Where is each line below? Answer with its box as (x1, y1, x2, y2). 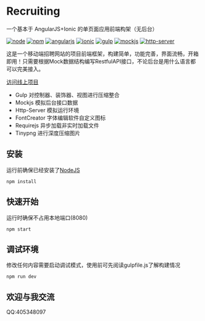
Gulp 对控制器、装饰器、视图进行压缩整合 (15, 91, 120, 98)
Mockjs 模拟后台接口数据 (15, 99, 78, 106)
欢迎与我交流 (6, 292, 55, 302)
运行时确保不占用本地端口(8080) (6, 214, 88, 221)
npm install (6, 178, 37, 184)
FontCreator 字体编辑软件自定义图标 (15, 114, 106, 121)
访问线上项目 (6, 78, 38, 85)
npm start (6, 226, 32, 233)
